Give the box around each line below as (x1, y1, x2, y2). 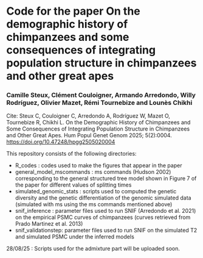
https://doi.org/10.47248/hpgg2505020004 (6, 138, 115, 146)
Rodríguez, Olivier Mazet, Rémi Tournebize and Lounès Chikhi (6, 99, 193, 107)
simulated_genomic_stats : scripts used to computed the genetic (15, 188, 177, 195)
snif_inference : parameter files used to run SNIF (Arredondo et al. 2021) (15, 207, 196, 215)
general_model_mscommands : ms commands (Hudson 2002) (15, 168, 171, 176)
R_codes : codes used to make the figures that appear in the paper (15, 162, 182, 169)
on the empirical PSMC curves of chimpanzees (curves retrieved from (15, 213, 191, 221)
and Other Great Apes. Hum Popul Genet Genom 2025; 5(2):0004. (6, 132, 172, 139)
